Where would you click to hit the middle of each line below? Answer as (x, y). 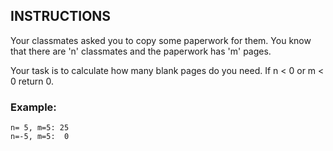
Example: (33, 107)
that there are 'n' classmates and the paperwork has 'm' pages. (141, 51)
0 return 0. (32, 81)
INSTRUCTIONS (61, 16)
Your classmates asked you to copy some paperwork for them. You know (161, 40)
